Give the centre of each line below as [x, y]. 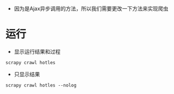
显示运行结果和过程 [37, 51]
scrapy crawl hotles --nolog [41, 85]
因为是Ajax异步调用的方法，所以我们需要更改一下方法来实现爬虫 [91, 8]
